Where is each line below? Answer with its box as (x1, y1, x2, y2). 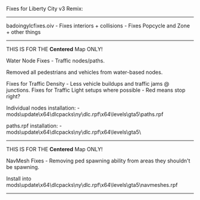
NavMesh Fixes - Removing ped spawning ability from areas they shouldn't (6, 157, 190, 164)
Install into (6, 175, 32, 182)
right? (6, 93, 21, 100)
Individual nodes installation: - (6, 104, 80, 111)
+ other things (6, 29, 41, 35)
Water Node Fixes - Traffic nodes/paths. (6, 57, 105, 64)
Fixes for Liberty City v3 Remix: (6, 5, 83, 12)
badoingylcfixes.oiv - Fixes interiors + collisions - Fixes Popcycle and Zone (6, 22, 190, 29)
